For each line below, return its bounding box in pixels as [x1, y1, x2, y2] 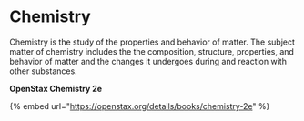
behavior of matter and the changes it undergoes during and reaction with [9, 55, 287, 66]
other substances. [9, 66, 77, 76]
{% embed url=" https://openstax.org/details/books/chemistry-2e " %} [9, 100, 270, 111]
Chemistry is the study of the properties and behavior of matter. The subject [9, 36, 296, 47]
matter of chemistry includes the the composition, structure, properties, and [9, 45, 294, 56]
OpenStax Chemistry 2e [9, 83, 103, 94]
